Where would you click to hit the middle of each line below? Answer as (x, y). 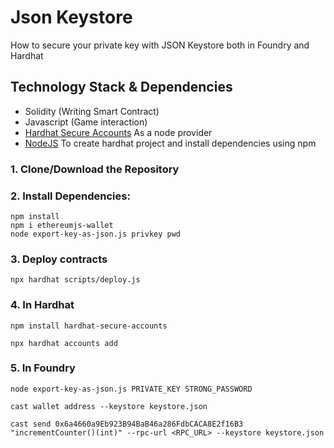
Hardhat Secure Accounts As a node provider (118, 132)
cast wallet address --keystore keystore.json (109, 406)
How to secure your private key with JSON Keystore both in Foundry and (160, 45)
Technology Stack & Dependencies (121, 87)
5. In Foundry (43, 368)
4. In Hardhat (42, 305)
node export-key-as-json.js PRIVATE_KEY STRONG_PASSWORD (131, 389)
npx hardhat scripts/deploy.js (75, 280)
